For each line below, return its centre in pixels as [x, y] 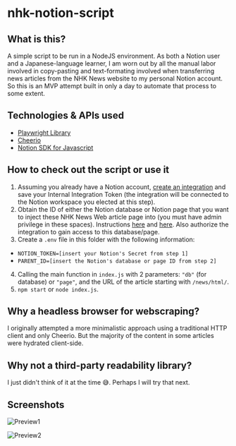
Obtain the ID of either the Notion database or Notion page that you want [123, 209]
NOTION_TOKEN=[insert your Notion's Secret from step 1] [103, 253]
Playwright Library [44, 133]
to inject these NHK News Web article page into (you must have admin [119, 217]
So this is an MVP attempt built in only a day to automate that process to [112, 86]
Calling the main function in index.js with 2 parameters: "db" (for [112, 274]
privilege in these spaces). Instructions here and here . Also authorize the [123, 224]
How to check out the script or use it [88, 170]
